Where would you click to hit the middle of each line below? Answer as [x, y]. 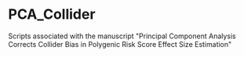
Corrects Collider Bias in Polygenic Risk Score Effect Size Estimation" [120, 44]
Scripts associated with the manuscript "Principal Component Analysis [122, 36]
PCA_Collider [52, 14]
